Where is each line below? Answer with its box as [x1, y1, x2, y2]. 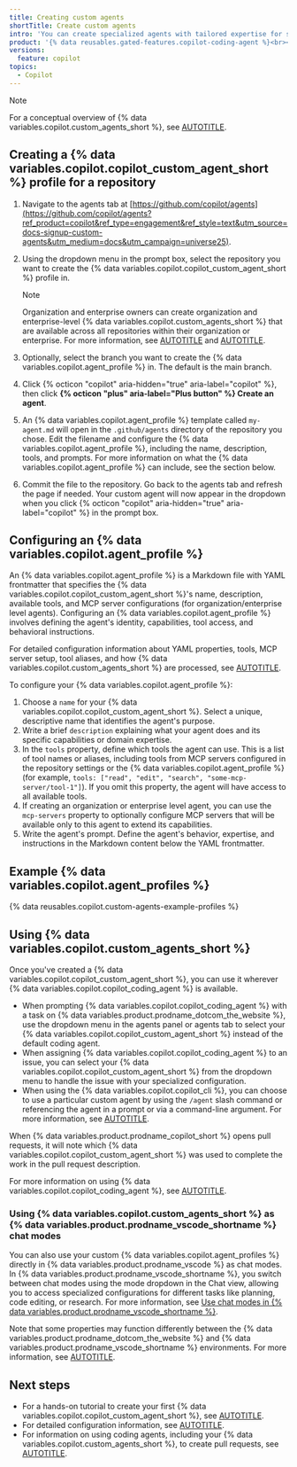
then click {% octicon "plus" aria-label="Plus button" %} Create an [21, 387, 274, 399]
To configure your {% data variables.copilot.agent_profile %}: [9, 680, 233, 691]
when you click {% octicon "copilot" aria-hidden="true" [21, 497, 225, 508]
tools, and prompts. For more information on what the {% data [21, 452, 248, 463]
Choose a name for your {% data [21, 697, 138, 707]
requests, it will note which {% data [9, 1140, 139, 1151]
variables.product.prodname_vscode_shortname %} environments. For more [9, 1342, 287, 1353]
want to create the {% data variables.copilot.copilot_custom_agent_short [21, 262, 286, 273]
